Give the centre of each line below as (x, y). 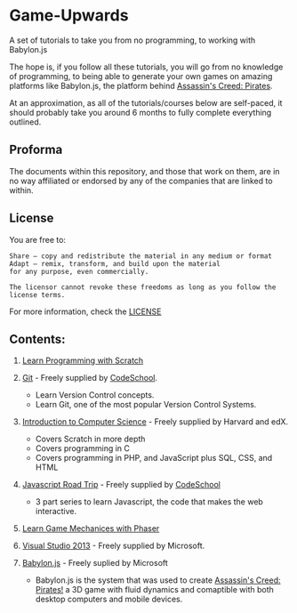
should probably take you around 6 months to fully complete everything (140, 112)
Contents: (37, 339)
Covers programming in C (83, 448)
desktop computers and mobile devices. (109, 599)
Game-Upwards (69, 16)
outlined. (25, 122)
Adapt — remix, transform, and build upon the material (115, 263)
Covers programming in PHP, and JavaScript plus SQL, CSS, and (154, 458)
